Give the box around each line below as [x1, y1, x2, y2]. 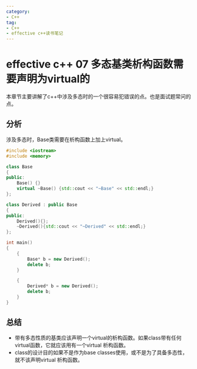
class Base [6, 164, 33, 169]
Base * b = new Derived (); [27, 256, 91, 262]
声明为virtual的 [16, 72, 90, 86]
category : [6, 8, 31, 15]
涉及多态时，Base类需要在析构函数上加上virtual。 [6, 136, 126, 143]
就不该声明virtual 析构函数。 [14, 356, 84, 363]
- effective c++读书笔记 [6, 31, 64, 36]
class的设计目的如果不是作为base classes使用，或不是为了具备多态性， [14, 348, 188, 356]
